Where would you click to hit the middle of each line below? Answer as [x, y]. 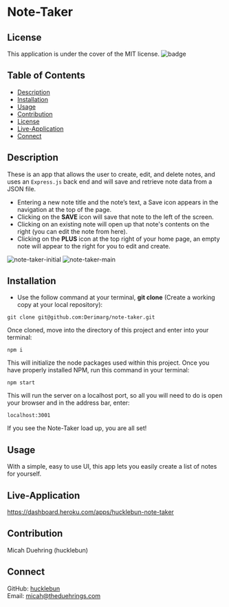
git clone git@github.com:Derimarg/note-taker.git [81, 317]
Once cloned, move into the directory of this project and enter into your [108, 330]
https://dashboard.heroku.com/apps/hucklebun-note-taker [90, 512]
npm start [21, 383]
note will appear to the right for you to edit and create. [94, 246]
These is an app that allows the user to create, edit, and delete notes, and [111, 174]
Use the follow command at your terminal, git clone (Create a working [116, 297]
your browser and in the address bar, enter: [68, 403]
